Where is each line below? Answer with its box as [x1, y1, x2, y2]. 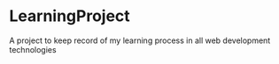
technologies [9, 44, 57, 54]
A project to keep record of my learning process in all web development [9, 35, 271, 46]
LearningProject [9, 6, 130, 26]
